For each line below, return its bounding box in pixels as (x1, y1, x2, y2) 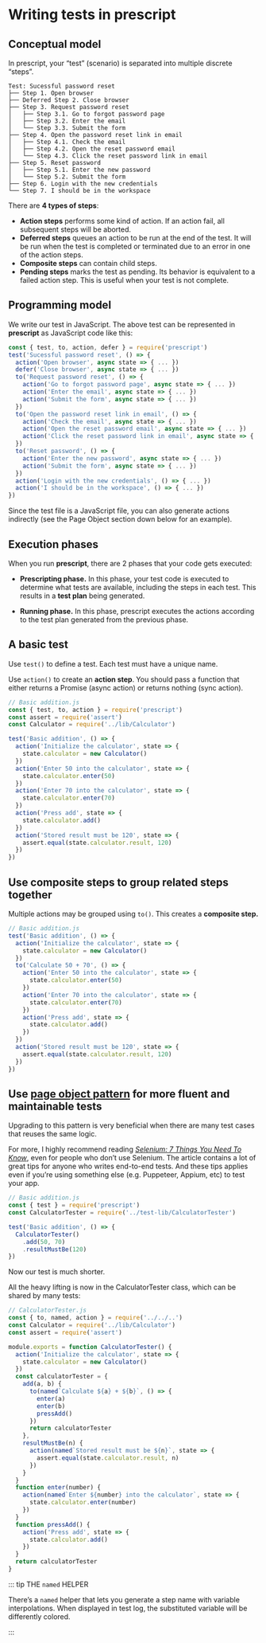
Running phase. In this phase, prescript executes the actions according (19, 607, 255, 616)
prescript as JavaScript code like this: (8, 328, 133, 338)
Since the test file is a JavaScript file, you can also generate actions (8, 506, 230, 515)
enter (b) (37, 1402, 66, 1410)
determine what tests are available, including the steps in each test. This (19, 583, 256, 592)
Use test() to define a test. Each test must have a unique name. (8, 659, 218, 668)
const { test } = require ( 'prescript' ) (8, 1201, 141, 1210)
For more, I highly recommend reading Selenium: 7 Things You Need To (8, 1144, 242, 1154)
